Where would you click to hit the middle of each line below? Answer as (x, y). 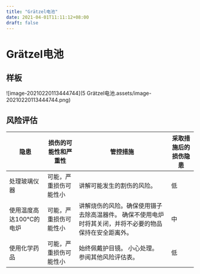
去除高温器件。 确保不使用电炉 (121, 215)
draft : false (22, 23)
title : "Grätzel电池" (32, 12)
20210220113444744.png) (38, 100)
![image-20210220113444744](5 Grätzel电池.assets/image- (79, 94)
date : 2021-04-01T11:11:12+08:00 (48, 17)
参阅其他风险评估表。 (109, 257)
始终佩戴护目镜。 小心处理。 (118, 248)
